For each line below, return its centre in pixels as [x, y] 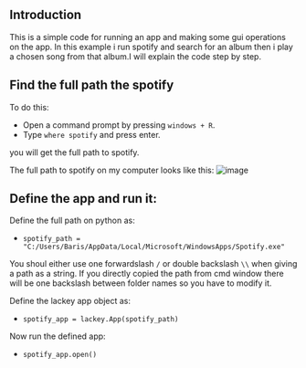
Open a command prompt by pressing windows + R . [119, 125]
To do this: [29, 107]
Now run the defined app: [58, 336]
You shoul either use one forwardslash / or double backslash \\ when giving [153, 264]
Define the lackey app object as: [70, 301]
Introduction [46, 15]
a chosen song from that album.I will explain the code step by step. [136, 56]
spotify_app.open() [60, 355]
